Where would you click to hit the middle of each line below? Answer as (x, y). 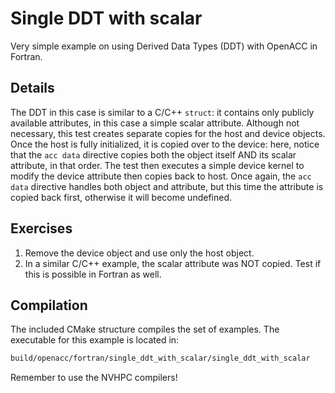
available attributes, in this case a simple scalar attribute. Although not (155, 123)
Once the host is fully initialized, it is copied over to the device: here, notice (165, 144)
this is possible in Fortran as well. (93, 274)
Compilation (49, 305)
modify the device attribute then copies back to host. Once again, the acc (161, 176)
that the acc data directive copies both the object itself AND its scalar (153, 154)
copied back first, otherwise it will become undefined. (121, 197)
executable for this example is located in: (95, 340)
